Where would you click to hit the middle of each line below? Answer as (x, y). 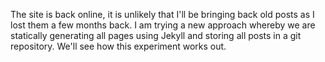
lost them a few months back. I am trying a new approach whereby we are (163, 25)
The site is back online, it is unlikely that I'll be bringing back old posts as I (162, 14)
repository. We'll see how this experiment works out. (118, 46)
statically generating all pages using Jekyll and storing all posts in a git (156, 35)
